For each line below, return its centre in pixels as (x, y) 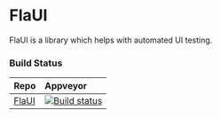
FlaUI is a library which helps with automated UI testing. (111, 40)
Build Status (36, 63)
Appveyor (65, 86)
